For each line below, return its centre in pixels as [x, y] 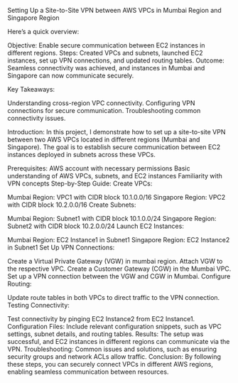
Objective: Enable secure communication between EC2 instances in [106, 45]
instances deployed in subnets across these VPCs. [82, 155]
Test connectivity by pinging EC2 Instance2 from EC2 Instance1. [101, 319]
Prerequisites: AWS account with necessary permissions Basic [99, 168]
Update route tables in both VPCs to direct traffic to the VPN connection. [114, 297]
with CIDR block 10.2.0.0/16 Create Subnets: [72, 205]
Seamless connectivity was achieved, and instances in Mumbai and [106, 68]
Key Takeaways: [31, 89]
